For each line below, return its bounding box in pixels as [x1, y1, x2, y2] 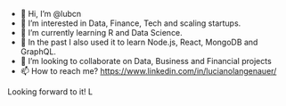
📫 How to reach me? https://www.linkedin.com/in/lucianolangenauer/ [20, 66, 277, 76]
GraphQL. [20, 46, 56, 57]
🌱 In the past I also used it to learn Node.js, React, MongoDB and [20, 37, 258, 47]
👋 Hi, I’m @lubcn [20, 9, 82, 19]
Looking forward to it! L [7, 86, 94, 97]
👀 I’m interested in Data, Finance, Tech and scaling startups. [20, 18, 241, 29]
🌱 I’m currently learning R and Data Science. [20, 28, 183, 37]
